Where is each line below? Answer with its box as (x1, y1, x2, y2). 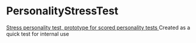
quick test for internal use (6, 30, 69, 37)
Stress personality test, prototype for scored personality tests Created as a (6, 24, 191, 31)
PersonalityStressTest (6, 4, 118, 18)
